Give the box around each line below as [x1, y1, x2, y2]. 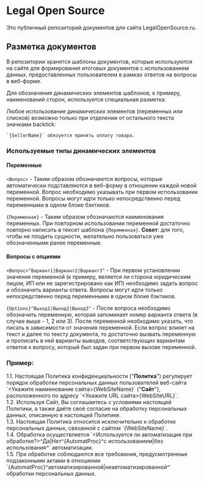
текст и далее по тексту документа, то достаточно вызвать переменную [6, 331, 197, 338]
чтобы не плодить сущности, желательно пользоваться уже [6, 232, 164, 240]
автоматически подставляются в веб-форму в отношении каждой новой [6, 182, 197, 189]
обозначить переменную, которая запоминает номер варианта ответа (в [6, 311, 198, 319]
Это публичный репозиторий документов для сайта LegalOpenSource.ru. [6, 24, 197, 31]
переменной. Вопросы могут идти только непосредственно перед [6, 194, 181, 202]
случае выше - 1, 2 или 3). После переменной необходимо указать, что [6, 317, 194, 325]
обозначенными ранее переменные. [6, 239, 103, 246]
